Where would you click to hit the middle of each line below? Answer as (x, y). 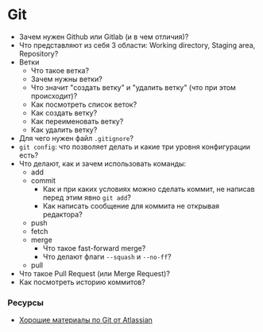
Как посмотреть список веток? (84, 104)
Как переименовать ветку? (77, 121)
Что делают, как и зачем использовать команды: (102, 163)
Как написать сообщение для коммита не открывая (131, 205)
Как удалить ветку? (64, 130)
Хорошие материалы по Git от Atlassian (85, 320)
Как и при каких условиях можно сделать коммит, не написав (149, 189)
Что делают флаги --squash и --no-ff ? (107, 256)
